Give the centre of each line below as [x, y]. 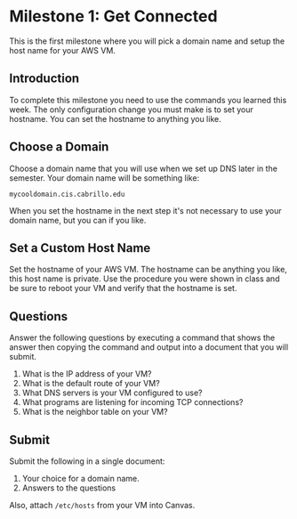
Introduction [44, 79]
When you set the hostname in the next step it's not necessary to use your [145, 210]
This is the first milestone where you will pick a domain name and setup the [147, 41]
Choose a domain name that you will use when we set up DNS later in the [144, 168]
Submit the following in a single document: [87, 461]
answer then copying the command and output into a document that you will [149, 347]
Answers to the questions [69, 488]
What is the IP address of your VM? [87, 374]
